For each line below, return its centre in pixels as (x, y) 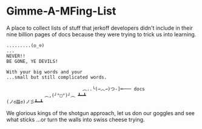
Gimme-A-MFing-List (61, 11)
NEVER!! (16, 56)
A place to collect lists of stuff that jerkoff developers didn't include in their (99, 28)
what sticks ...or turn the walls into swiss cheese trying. (76, 119)
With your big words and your (45, 72)
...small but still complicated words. (57, 77)
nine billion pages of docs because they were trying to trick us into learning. (101, 34)
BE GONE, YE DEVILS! (32, 61)
